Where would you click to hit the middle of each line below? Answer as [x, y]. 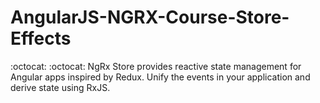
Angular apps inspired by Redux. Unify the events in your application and [160, 77]
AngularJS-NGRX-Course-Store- [150, 17]
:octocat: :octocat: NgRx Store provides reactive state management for [156, 66]
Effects [41, 38]
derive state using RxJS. [60, 87]
